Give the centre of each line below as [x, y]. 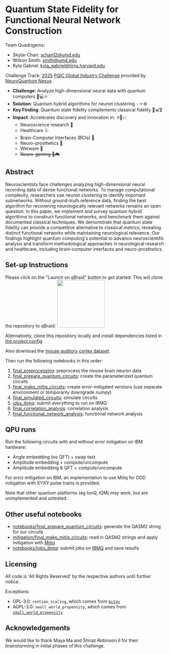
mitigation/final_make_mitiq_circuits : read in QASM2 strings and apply [85, 537]
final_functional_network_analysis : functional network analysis [77, 414]
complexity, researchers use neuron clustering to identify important [75, 195]
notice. [12, 582]
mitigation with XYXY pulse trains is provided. [53, 483]
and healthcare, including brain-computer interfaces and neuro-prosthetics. [84, 249]
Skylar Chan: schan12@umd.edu [46, 55]
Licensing [21, 564]
